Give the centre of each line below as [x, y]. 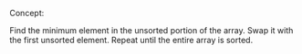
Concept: [27, 13]
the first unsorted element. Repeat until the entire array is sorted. [131, 40]
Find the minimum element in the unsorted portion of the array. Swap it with [151, 30]
